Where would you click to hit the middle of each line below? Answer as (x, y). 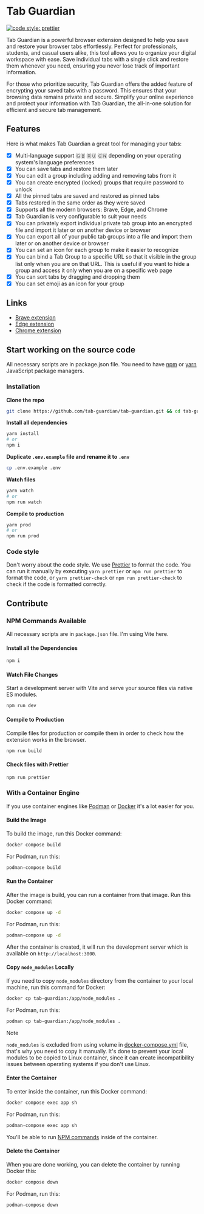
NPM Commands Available (46, 621)
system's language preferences (55, 162)
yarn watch (20, 490)
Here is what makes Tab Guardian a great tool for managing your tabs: (94, 144)
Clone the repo (25, 400)
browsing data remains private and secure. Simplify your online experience (100, 97)
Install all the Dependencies (42, 648)
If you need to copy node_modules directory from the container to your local (100, 980)
